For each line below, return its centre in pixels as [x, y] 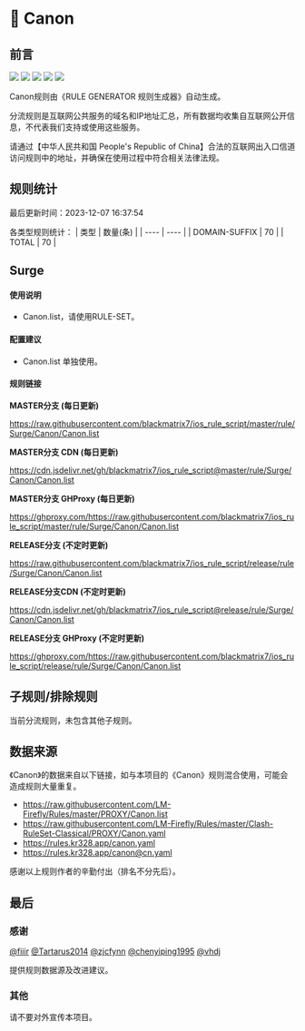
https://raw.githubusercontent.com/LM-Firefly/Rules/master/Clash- [148, 824]
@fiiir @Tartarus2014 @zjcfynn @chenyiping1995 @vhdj [115, 951]
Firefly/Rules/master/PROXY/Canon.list [95, 814]
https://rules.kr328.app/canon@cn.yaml [97, 853]
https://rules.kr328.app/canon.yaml [89, 843]
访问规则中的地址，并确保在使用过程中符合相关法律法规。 [117, 157]
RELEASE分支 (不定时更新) [59, 545]
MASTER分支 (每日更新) [54, 405]
